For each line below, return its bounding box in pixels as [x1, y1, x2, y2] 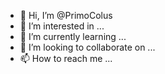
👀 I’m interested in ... [19, 20, 105, 32]
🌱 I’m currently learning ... [19, 31, 127, 42]
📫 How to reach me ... [19, 53, 113, 64]
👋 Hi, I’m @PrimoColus [19, 10, 113, 21]
